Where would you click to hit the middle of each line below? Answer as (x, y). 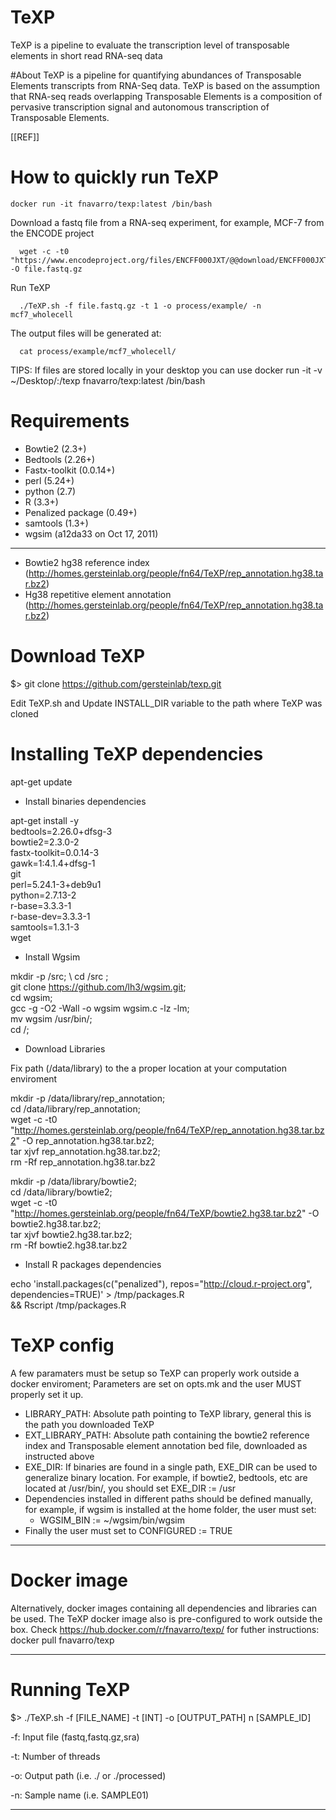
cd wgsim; (31, 997)
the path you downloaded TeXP (89, 1424)
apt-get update (41, 782)
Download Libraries (65, 1048)
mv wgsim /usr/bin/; (51, 1018)
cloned (24, 713)
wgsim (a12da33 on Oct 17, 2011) (91, 533)
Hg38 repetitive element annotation (98, 594)
